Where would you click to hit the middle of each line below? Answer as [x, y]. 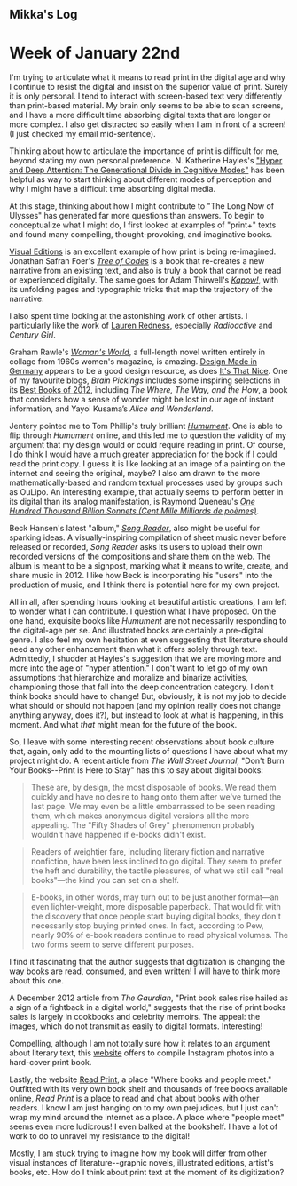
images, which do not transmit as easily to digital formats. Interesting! [136, 1026]
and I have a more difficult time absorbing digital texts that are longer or [140, 115]
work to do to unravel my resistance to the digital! [100, 1136]
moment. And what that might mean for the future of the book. [123, 725]
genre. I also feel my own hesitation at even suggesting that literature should [148, 640]
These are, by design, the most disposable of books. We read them [153, 788]
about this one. [37, 981]
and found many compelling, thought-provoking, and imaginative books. [141, 235]
